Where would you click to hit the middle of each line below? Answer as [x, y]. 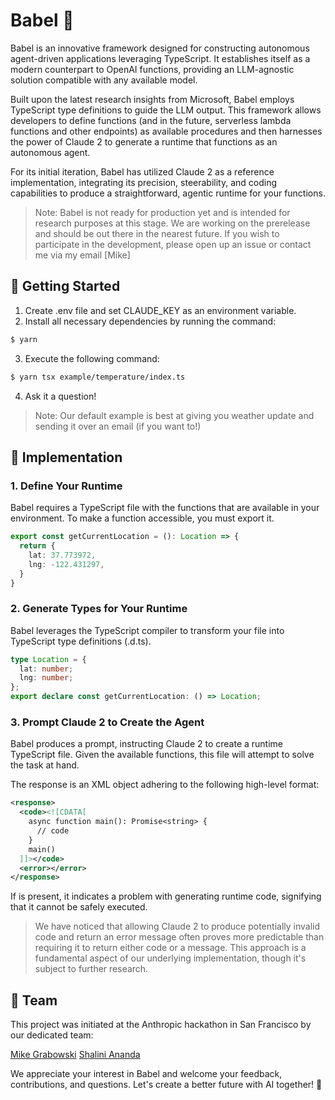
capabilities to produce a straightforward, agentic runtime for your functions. [168, 193]
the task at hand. [45, 765]
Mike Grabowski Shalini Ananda [75, 1055]
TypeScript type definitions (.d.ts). [81, 641]
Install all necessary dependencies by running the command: [150, 321]
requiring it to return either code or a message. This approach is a [170, 948]
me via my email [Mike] [82, 255]
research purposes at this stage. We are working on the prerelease [172, 223]
